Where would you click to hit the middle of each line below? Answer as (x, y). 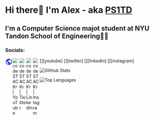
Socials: (15, 50)
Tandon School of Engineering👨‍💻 (57, 36)
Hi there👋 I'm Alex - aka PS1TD (69, 10)
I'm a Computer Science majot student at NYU (77, 28)
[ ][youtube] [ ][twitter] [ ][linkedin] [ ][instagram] (87, 61)
